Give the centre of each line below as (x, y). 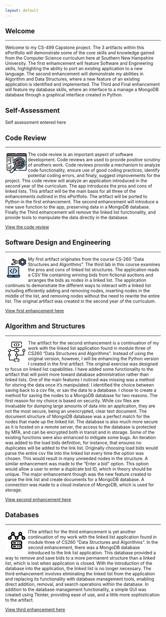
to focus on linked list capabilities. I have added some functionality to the (79, 369)
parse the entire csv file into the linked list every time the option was (75, 453)
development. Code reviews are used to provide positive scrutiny (94, 160)
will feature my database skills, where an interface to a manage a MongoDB (82, 89)
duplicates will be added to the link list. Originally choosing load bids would (82, 448)
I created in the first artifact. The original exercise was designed (93, 364)
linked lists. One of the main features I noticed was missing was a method (80, 379)
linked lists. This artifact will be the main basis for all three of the (71, 191)
